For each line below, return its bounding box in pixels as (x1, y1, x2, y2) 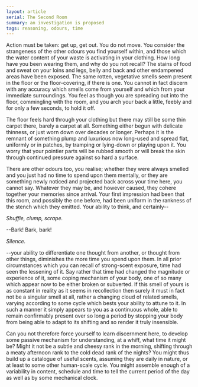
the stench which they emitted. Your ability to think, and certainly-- (6, 203, 169, 211)
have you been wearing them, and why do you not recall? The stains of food (6, 61, 191, 68)
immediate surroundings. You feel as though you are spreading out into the (6, 92, 189, 99)
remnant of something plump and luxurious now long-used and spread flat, (6, 135, 189, 142)
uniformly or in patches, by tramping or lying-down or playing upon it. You (6, 141, 186, 148)
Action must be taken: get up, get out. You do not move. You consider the (6, 42, 185, 49)
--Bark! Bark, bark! (6, 226, 52, 233)
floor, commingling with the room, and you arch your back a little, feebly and (6, 99, 192, 106)
